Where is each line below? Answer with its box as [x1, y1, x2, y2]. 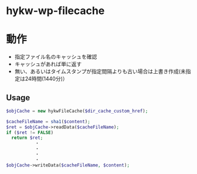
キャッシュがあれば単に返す [14, 60, 82, 68]
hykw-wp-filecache [6, 4, 105, 18]
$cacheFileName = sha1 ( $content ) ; [6, 118, 91, 124]
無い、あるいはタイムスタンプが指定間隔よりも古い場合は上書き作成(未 [14, 68, 186, 75]
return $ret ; [11, 135, 43, 141]
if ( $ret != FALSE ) [6, 129, 54, 135]
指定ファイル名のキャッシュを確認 [14, 53, 97, 60]
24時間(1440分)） [25, 75, 68, 83]
